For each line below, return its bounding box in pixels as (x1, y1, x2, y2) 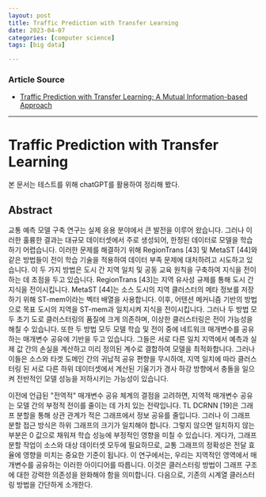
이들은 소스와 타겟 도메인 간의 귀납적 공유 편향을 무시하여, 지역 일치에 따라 (8, 354, 236, 364)
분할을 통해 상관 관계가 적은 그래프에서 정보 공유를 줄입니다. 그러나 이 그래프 (16, 411, 251, 420)
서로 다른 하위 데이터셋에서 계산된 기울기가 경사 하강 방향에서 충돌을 (31, 364, 241, 373)
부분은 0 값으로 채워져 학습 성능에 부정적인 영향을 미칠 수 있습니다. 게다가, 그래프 (8, 430, 257, 440)
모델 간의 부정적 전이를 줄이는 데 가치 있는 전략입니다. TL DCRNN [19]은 (16, 401, 239, 411)
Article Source (8, 75, 65, 86)
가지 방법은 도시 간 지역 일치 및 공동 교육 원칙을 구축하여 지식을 (47, 265, 242, 274)
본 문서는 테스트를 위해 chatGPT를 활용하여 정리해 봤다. (8, 180, 180, 189)
